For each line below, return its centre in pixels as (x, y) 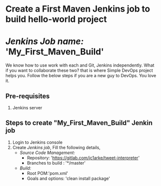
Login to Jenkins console (37, 142)
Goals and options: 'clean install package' (68, 178)
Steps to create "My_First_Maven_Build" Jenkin (79, 123)
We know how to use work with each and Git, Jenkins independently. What (80, 65)
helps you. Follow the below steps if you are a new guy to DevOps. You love (81, 76)
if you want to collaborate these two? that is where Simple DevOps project (79, 70)
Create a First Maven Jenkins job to (78, 9)
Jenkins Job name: (45, 42)
